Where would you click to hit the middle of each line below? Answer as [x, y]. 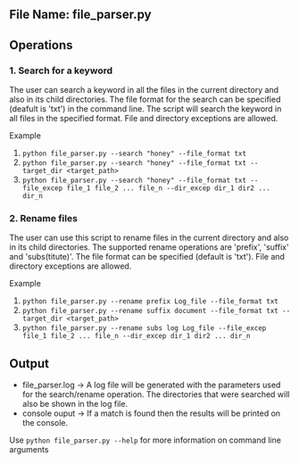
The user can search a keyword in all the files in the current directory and [144, 90]
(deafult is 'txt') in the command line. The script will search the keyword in [145, 109]
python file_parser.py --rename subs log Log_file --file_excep [144, 328]
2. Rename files [44, 218]
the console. [45, 423]
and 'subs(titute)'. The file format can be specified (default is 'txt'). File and [147, 257]
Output [29, 364]
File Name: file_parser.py [80, 15]
